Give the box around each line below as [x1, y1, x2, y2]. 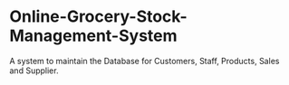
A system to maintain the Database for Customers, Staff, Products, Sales [9, 55, 280, 66]
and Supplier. [9, 65, 59, 76]
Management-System [9, 25, 178, 46]
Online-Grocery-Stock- [9, 6, 188, 27]
